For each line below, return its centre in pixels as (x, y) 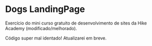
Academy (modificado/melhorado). (41, 28)
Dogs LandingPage (45, 9)
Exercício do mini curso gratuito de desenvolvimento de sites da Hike (76, 23)
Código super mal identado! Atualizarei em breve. (56, 38)
